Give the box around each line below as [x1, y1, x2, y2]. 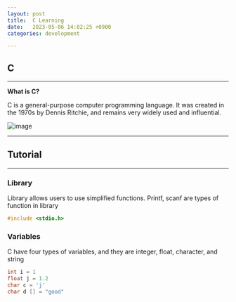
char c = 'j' [7, 282, 46, 289]
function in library [7, 202, 58, 210]
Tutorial [7, 149, 42, 161]
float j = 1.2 [7, 275, 49, 282]
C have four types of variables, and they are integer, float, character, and [7, 247, 218, 256]
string [7, 255, 25, 263]
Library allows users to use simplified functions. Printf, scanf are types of [7, 194, 219, 202]
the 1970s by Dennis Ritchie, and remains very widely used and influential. [7, 108, 222, 117]
